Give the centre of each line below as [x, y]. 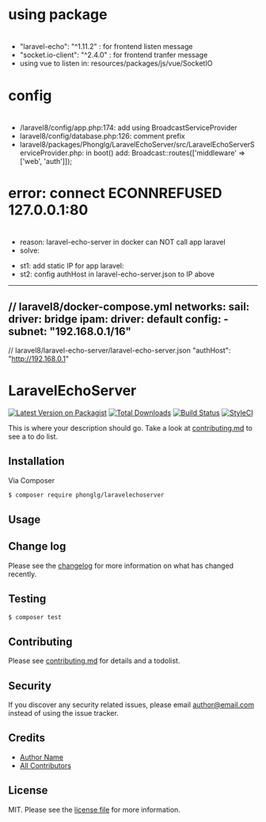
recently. [23, 574]
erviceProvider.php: [52, 153]
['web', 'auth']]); [46, 161]
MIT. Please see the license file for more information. [94, 809]
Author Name [42, 757]
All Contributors [45, 765]
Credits [27, 738]
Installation [36, 461]
